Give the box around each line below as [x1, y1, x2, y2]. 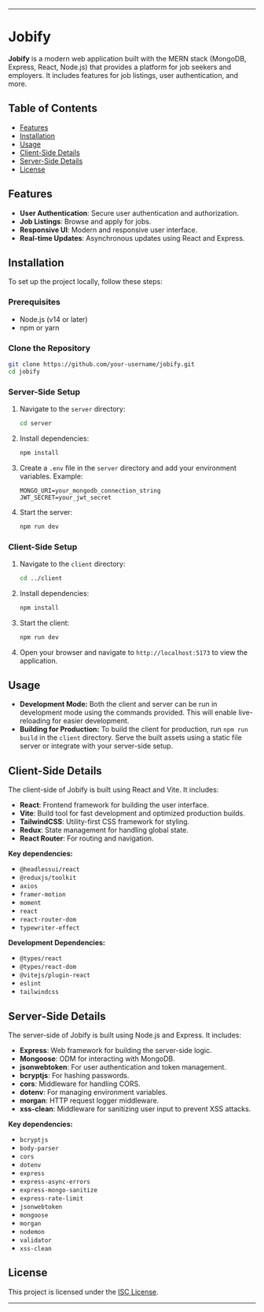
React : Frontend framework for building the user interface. [19, 800, 210, 810]
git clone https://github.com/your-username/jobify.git [8, 360, 195, 368]
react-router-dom [19, 916, 77, 924]
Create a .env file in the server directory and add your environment [19, 463, 237, 472]
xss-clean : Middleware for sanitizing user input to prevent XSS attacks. [19, 1104, 251, 1114]
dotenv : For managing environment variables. [19, 1088, 168, 1096]
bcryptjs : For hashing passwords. [19, 1071, 130, 1080]
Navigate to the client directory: [19, 559, 126, 568]
